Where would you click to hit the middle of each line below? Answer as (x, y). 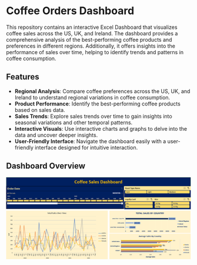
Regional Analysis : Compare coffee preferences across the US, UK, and (102, 91)
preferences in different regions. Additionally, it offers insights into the (91, 46)
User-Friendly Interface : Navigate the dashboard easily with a (90, 141)
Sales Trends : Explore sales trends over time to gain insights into (93, 116)
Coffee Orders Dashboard (70, 11)
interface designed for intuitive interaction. (86, 147)
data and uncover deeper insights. (56, 135)
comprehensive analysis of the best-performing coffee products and (89, 39)
